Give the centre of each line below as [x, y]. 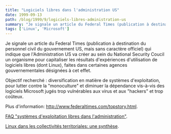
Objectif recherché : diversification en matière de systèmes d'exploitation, [83, 81]
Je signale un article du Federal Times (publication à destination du [76, 43]
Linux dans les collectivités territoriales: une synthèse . [62, 126]
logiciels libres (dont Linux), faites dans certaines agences [66, 65]
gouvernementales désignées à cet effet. [48, 71]
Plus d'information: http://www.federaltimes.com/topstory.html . [72, 106]
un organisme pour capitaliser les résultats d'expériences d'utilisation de [81, 60]
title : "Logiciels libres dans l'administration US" [62, 10]
